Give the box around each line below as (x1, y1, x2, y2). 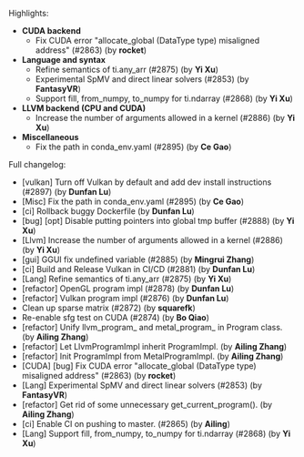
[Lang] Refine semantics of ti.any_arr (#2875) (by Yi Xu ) (21, 273, 232, 284)
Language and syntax (21, 55, 106, 65)
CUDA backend (21, 25, 81, 36)
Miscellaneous (21, 132, 79, 142)
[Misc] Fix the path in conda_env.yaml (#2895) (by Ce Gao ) (21, 196, 245, 207)
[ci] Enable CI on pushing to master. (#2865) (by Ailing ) (21, 419, 231, 429)
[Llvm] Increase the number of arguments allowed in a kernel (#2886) (21, 235, 284, 245)
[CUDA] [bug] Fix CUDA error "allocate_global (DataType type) (21, 361, 257, 371)
